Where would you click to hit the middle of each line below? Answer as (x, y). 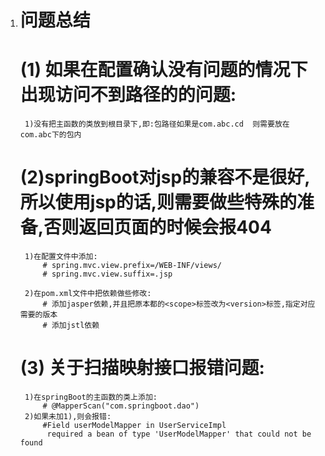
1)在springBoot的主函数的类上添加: (91, 397)
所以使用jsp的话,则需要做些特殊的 (158, 202)
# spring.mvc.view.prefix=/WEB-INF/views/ (132, 266)
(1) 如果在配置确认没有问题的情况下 (163, 70)
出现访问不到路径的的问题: (128, 95)
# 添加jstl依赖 (71, 326)
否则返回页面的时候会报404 (157, 227)
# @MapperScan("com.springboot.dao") (121, 406)
